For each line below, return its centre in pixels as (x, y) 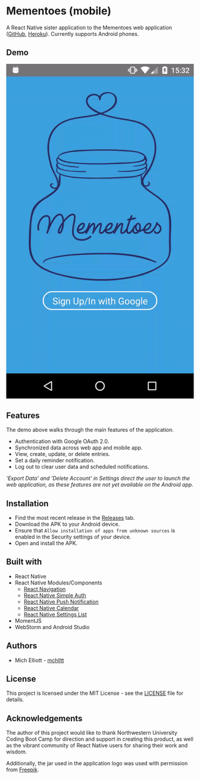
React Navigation (45, 589)
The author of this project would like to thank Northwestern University (92, 733)
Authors (22, 646)
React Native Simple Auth (55, 595)
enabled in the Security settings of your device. (73, 537)
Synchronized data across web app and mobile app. (79, 448)
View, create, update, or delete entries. (62, 454)
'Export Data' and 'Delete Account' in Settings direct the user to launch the (98, 478)
